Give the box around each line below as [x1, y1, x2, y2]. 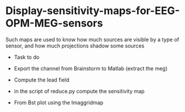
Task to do [13, 53, 40, 60]
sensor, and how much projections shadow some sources [5, 42, 145, 49]
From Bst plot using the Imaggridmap [13, 99, 104, 106]
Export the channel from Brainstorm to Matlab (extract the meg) [13, 65, 168, 72]
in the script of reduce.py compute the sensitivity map [13, 87, 145, 94]
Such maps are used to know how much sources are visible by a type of [5, 36, 180, 43]
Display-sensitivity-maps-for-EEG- [5, 4, 180, 18]
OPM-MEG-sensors [5, 16, 103, 30]
